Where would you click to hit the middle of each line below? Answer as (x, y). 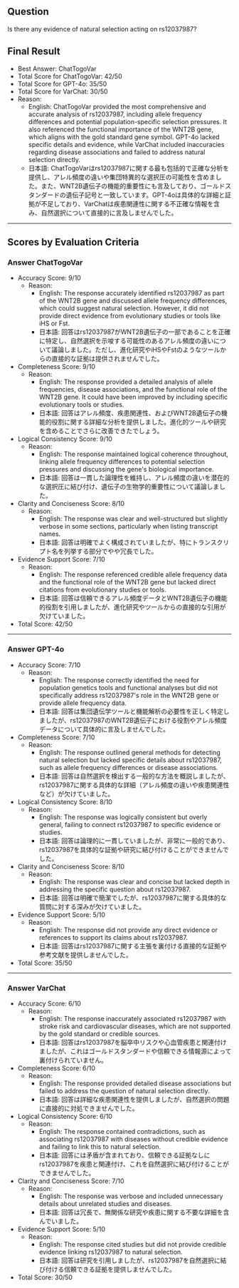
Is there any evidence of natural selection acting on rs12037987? (102, 29)
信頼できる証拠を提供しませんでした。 (119, 1269)
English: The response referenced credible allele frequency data (133, 574)
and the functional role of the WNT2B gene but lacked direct (127, 582)
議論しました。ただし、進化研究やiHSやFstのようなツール (136, 350)
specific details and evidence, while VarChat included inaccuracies (126, 144)
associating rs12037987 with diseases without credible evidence (134, 1139)
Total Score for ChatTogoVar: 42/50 (70, 76)
